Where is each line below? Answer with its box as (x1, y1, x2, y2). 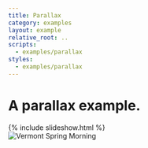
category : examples (8, 19, 72, 27)
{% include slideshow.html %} (8, 123, 105, 132)
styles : (8, 56, 34, 64)
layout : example (8, 26, 61, 34)
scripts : (8, 41, 37, 49)
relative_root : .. (8, 33, 68, 42)
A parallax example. (8, 96, 141, 114)
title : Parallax (8, 11, 61, 20)
